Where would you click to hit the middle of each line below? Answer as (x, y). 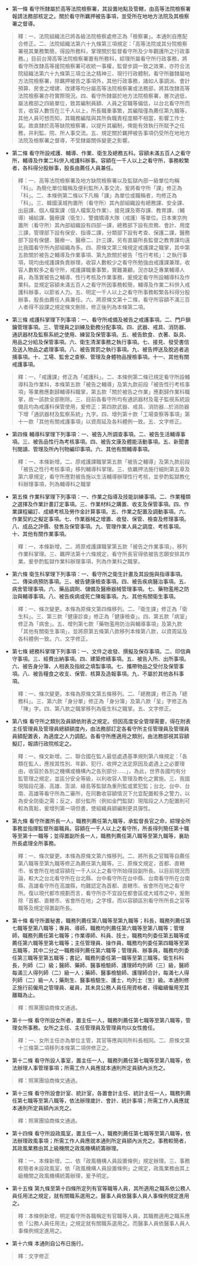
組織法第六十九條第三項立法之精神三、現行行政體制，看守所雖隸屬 (104, 73)
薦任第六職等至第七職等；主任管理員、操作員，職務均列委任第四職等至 (98, 943)
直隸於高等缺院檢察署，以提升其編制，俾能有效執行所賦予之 (107, 126)
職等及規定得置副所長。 (46, 908)
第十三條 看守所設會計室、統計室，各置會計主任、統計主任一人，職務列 (98, 1093)
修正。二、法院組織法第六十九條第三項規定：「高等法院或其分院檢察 (105, 44)
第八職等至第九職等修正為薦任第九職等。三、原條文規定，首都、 (96, 863)
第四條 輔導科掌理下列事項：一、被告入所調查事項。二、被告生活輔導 (96, 434)
